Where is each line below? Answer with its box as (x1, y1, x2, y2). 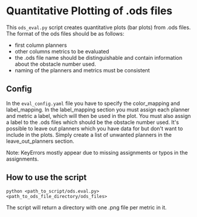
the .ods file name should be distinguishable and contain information (14, 54, 183, 61)
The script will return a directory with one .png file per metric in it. (6, 203, 167, 211)
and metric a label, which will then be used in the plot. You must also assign (6, 112, 191, 119)
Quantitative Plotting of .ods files (6, 4, 173, 18)
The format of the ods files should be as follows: (6, 30, 125, 37)
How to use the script (6, 173, 87, 183)
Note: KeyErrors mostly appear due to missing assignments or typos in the (6, 149, 188, 156)
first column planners (14, 42, 67, 49)
